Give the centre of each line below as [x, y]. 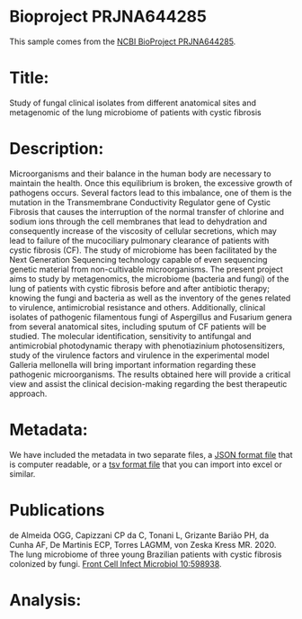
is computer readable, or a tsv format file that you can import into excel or [146, 464]
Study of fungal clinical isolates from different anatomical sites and [133, 103]
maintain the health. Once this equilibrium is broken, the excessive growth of [151, 183]
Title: [29, 78]
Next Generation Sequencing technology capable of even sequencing [138, 259]
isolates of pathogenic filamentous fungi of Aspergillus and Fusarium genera [151, 317]
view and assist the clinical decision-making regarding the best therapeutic [148, 383]
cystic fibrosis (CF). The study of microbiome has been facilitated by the [143, 250]
